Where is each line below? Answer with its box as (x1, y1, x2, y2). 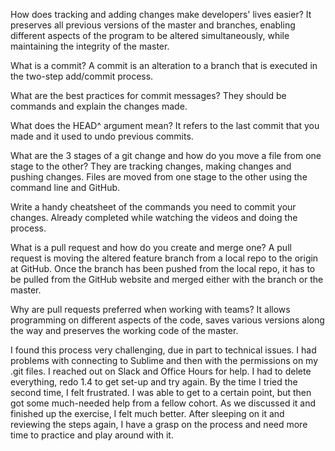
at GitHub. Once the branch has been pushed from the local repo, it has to (10, 263, 316, 274)
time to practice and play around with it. (10, 429, 174, 441)
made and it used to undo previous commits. (10, 130, 194, 142)
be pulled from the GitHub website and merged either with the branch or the (10, 274, 324, 285)
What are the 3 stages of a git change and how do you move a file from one (10, 150, 322, 161)
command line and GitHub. (10, 182, 121, 193)
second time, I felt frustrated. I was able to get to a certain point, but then (10, 387, 312, 398)
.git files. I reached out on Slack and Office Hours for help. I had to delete (10, 365, 312, 377)
